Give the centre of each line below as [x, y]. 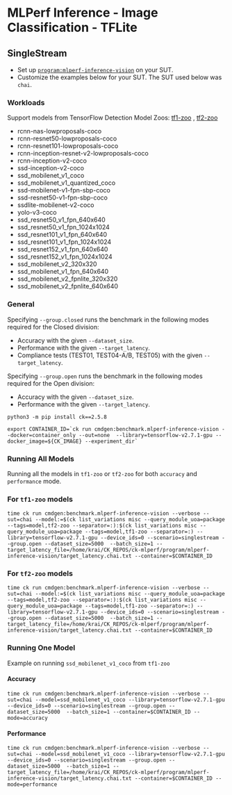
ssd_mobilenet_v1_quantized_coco [66, 183]
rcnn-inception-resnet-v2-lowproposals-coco [83, 154]
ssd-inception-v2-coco [51, 168]
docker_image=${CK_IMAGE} [44, 441]
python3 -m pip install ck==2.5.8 [57, 417]
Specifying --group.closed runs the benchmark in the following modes [108, 319]
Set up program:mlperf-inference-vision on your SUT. [95, 70]
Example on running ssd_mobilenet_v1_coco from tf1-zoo [89, 663]
